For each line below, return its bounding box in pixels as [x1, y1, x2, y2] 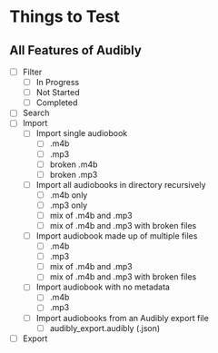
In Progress [35, 77, 80, 88]
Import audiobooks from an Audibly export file [35, 312, 209, 323]
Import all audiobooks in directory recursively [35, 179, 206, 190]
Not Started [35, 87, 80, 98]
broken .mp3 [49, 169, 98, 180]
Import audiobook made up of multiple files [35, 230, 198, 241]
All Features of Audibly [9, 43, 143, 58]
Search [22, 107, 50, 119]
